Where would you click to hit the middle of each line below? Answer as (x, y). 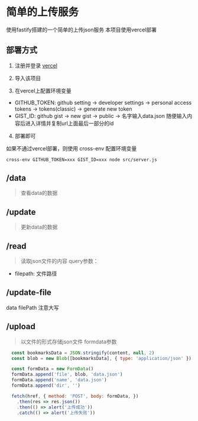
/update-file (29, 293)
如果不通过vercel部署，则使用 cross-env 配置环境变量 (72, 148)
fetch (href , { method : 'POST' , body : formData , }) (75, 396)
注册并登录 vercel (36, 65)
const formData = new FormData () (53, 369)
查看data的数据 (39, 193)
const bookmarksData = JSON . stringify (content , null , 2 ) (83, 353)
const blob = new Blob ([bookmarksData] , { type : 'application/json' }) (102, 358)
